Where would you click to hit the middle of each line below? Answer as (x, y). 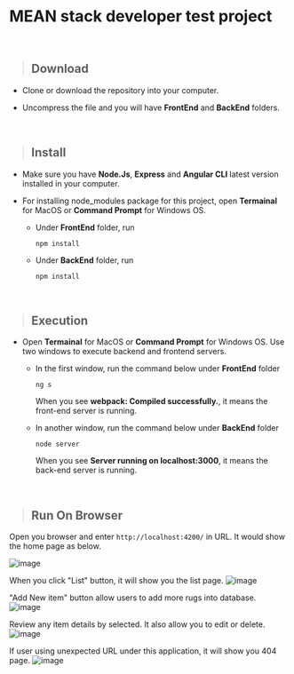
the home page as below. (56, 546)
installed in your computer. (71, 183)
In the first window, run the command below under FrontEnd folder (158, 369)
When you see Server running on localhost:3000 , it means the (151, 461)
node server (57, 444)
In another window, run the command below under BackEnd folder (157, 428)
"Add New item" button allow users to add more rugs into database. (133, 598)
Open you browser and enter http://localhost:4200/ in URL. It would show (147, 537)
